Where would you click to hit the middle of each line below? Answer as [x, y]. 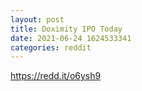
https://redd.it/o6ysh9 [56, 76]
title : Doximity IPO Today [66, 29]
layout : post [37, 19]
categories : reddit [51, 47]
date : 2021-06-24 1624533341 [71, 38]
